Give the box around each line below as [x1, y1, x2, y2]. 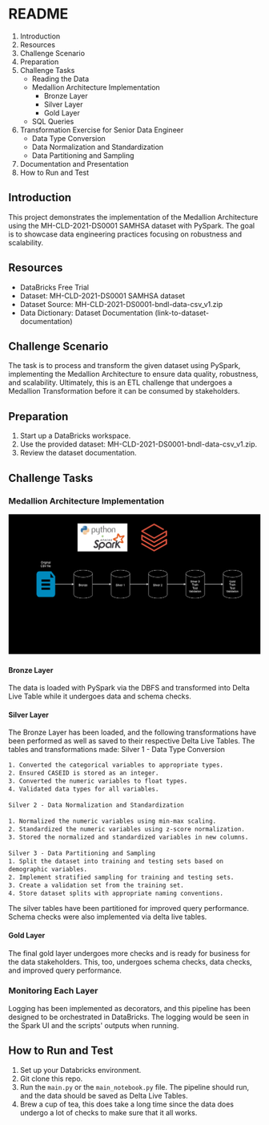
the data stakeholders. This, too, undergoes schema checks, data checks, [8, 957, 252, 966]
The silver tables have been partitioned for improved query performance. [8, 904, 250, 913]
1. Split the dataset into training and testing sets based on [8, 857, 224, 866]
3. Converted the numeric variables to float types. [8, 777, 188, 786]
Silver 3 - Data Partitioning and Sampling [8, 849, 156, 858]
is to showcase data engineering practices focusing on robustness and [8, 229, 243, 239]
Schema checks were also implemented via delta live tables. [8, 912, 207, 922]
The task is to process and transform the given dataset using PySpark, [8, 361, 241, 370]
